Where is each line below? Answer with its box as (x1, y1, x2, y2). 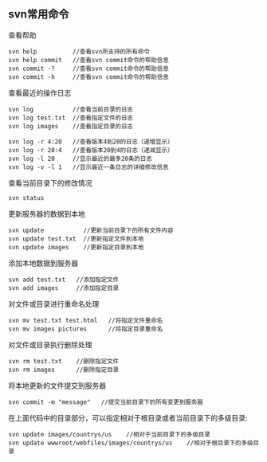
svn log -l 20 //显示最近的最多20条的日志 (8, 155, 153, 162)
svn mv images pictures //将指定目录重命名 (8, 325, 163, 333)
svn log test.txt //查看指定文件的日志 (8, 114, 134, 122)
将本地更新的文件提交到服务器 (8, 381, 106, 390)
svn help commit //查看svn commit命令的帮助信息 (8, 56, 169, 64)
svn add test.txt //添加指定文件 (8, 276, 120, 284)
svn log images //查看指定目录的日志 (8, 122, 134, 130)
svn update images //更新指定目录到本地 (8, 243, 144, 251)
